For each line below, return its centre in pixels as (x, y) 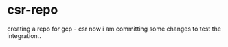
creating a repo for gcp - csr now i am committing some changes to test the (114, 29)
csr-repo (33, 10)
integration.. (24, 35)
